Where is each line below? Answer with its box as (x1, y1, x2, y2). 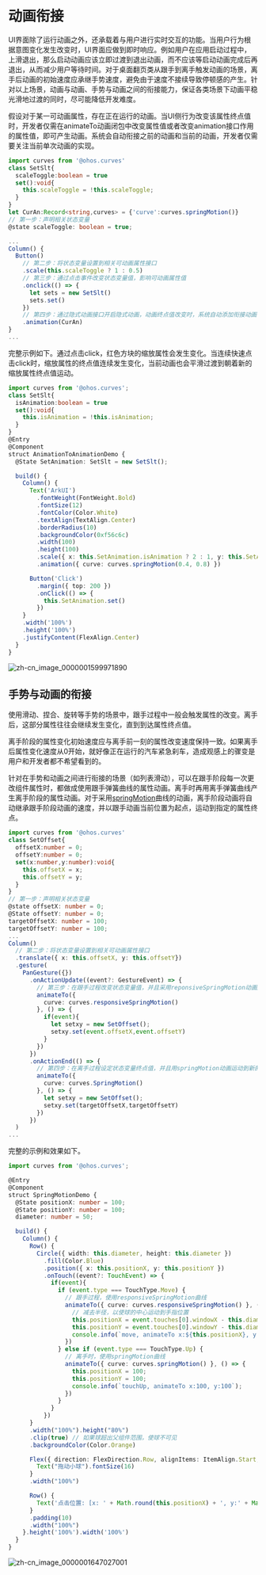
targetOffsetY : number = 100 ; (8, 925, 108, 932)
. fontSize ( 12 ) (36, 501, 83, 509)
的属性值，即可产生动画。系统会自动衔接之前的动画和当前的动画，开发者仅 (8, 131, 251, 140)
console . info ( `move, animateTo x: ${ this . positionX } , (71, 1330, 249, 1339)
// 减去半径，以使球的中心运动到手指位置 (71, 1308, 189, 1316)
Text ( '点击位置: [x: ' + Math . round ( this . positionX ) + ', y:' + (36, 1499, 249, 1507)
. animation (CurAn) (22, 318, 83, 326)
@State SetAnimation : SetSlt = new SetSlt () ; (15, 457, 169, 466)
